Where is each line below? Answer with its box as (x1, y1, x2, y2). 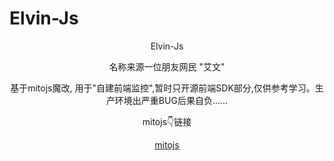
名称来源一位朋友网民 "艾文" (108, 60, 226, 72)
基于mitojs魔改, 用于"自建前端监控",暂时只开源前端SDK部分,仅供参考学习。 (10, 82, 316, 94)
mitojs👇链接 (142, 115, 192, 127)
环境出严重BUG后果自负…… (114, 94, 229, 106)
